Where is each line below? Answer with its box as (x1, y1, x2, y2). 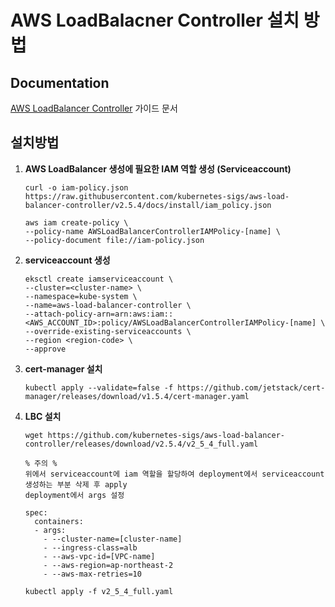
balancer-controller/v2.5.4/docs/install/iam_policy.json (24, 200, 272, 210)
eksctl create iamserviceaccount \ (24, 274, 174, 284)
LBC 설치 (24, 410, 62, 422)
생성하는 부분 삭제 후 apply (24, 479, 128, 490)
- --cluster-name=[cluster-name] (43, 534, 183, 544)
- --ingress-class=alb (43, 542, 138, 553)
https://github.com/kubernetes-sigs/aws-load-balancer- (47, 430, 286, 440)
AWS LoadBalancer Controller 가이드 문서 (10, 102, 178, 114)
